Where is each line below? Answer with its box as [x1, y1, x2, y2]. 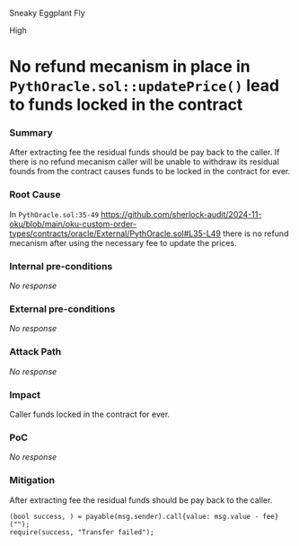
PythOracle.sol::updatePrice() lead [9, 75, 280, 96]
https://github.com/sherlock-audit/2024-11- [101, 208, 262, 219]
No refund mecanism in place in [9, 57, 251, 77]
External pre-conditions [9, 303, 116, 315]
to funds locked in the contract [9, 94, 243, 115]
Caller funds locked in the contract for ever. [9, 409, 171, 419]
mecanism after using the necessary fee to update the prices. [9, 237, 237, 248]
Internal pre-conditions [9, 260, 113, 272]
